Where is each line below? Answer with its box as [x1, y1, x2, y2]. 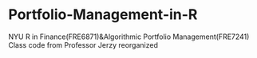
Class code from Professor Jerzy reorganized [8, 40, 158, 49]
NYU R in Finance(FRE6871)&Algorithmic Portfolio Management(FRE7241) [8, 32, 250, 41]
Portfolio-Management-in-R [8, 6, 198, 24]
